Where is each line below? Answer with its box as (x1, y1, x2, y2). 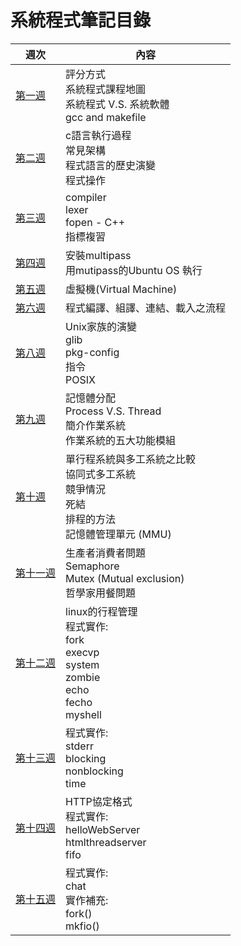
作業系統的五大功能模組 (65, 433, 177, 447)
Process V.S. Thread (65, 404, 162, 418)
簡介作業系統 (65, 418, 127, 432)
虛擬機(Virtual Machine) (65, 282, 178, 296)
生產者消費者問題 (65, 546, 147, 560)
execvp (65, 645, 100, 659)
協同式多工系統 (65, 467, 137, 481)
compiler (65, 190, 107, 204)
